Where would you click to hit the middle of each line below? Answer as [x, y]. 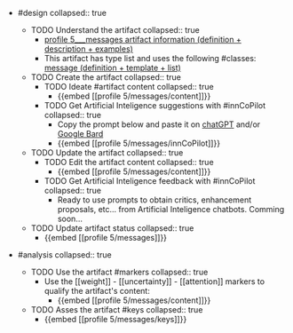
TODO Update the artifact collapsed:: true [107, 153]
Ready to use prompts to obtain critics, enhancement [154, 200]
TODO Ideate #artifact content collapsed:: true [129, 87]
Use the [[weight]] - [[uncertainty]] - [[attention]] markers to [154, 281]
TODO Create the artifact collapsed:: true [106, 77]
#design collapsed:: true [62, 13]
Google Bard [80, 134]
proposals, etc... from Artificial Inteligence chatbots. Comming [171, 209]
